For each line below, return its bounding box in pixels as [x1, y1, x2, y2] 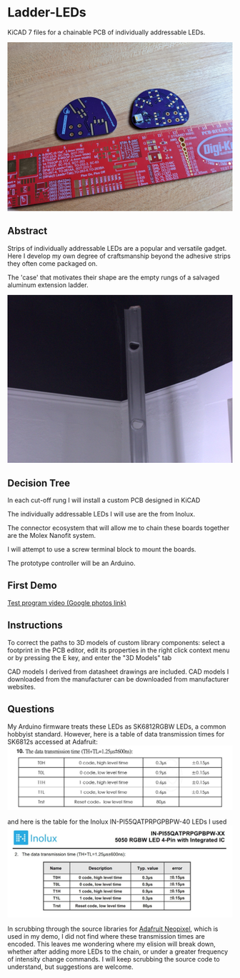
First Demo [7, 579, 57, 592]
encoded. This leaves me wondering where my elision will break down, [7, 939, 216, 948]
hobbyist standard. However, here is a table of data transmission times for [7, 729, 225, 738]
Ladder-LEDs [7, 4, 87, 21]
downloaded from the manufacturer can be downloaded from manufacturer [7, 674, 229, 683]
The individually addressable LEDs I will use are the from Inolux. [7, 510, 195, 519]
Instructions [7, 619, 63, 632]
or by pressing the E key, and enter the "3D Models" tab [7, 653, 172, 662]
